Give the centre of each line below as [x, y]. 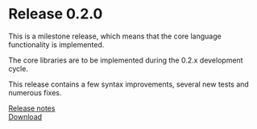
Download [25, 116]
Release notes [32, 108]
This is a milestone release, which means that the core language [115, 36]
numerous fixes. [35, 92]
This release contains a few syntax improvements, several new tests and [129, 84]
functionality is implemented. [56, 44]
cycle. [18, 68]
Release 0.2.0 [56, 14]
